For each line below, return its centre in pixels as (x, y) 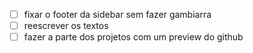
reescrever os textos (66, 26)
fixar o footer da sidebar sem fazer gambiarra (117, 14)
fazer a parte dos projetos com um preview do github (133, 37)
